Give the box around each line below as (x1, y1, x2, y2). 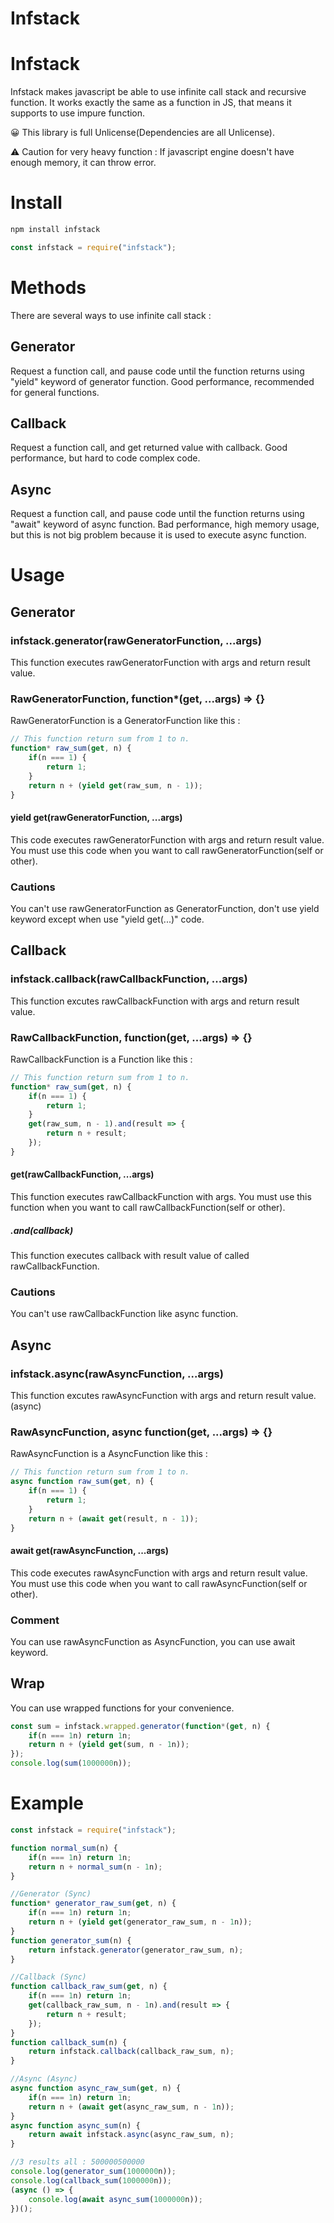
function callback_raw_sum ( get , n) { (10, 1982, 168, 1992)
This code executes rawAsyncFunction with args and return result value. (10, 1567, 308, 1579)
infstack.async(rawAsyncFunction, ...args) (10, 1367, 224, 1381)
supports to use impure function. (10, 107, 146, 119)
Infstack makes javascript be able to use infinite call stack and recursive (10, 86, 307, 98)
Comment (10, 1613, 60, 1627)
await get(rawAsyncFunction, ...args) (10, 1545, 169, 1557)
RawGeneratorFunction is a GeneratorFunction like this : (10, 715, 241, 727)
